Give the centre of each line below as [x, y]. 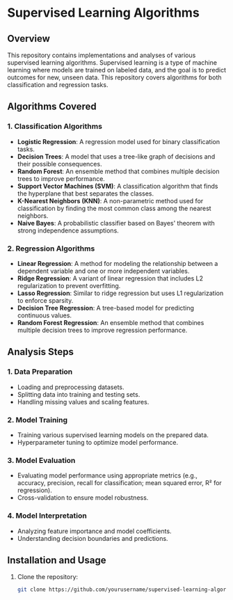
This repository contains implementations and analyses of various [102, 55]
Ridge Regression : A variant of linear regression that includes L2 [110, 278]
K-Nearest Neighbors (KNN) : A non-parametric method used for [110, 200]
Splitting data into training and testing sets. [79, 394]
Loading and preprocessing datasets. [71, 387]
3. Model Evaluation [41, 460]
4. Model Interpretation [47, 516]
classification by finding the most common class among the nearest [114, 208]
